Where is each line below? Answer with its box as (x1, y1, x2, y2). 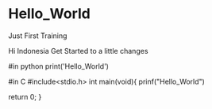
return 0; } (8, 92, 42, 101)
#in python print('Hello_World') (8, 61, 110, 71)
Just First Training (8, 31, 67, 40)
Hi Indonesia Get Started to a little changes (8, 46, 148, 55)
